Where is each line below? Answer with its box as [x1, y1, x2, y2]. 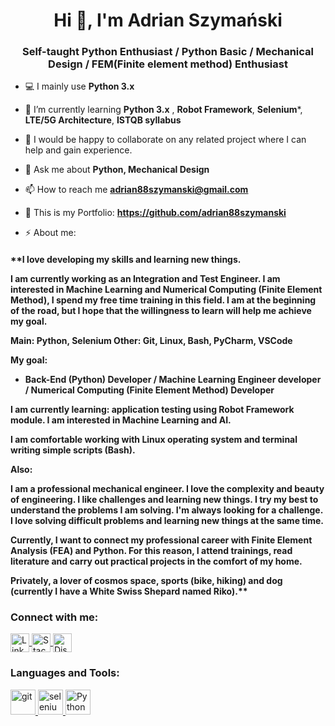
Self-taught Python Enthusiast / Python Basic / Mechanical [21, 45, 315, 59]
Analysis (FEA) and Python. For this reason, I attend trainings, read [10, 545, 293, 557]
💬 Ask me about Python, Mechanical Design [24, 164, 210, 176]
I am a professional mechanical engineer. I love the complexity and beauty [10, 483, 325, 495]
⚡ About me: [24, 227, 77, 239]
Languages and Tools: [10, 666, 120, 680]
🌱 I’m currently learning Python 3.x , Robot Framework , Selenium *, [24, 104, 303, 116]
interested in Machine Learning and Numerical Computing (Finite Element [10, 284, 323, 296]
